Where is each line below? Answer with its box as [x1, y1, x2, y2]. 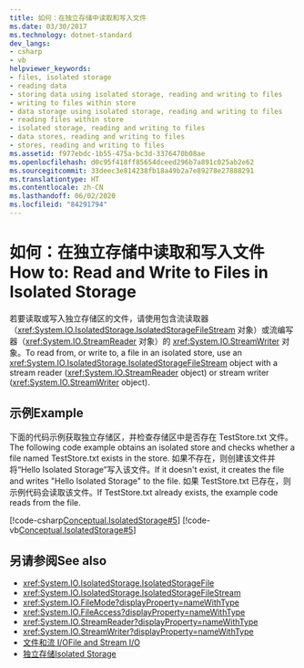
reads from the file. [9, 496, 82, 507]
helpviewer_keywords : [9, 65, 92, 74]
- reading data [9, 81, 67, 90]
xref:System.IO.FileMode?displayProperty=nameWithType [22, 597, 239, 608]
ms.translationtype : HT [9, 174, 100, 183]
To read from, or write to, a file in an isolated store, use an [25, 347, 243, 358]
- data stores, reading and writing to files [9, 132, 185, 141]
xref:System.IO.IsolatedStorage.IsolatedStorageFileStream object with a [9, 357, 279, 368]
